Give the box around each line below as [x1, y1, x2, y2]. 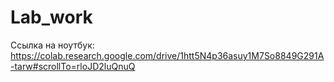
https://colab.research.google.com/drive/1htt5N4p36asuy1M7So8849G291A [10, 49, 325, 61]
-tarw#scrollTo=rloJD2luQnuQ [10, 60, 136, 72]
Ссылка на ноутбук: [10, 39, 95, 51]
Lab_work [10, 6, 93, 29]
